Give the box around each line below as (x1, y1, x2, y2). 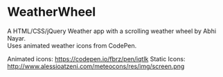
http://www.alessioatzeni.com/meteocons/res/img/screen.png (7, 62, 185, 70)
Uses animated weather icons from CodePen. (7, 41, 137, 49)
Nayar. (7, 34, 26, 42)
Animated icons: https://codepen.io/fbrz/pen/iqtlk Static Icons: (7, 54, 186, 63)
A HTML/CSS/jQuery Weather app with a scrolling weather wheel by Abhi (7, 27, 217, 35)
